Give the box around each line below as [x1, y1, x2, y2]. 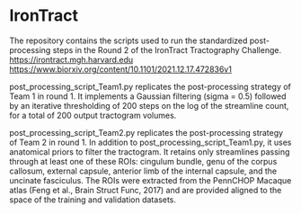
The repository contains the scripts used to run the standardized [9, 35, 248, 46]
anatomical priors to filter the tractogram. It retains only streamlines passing [9, 146, 290, 157]
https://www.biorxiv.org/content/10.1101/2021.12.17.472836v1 [9, 64, 232, 75]
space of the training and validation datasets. [9, 194, 177, 205]
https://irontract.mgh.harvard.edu [9, 54, 134, 65]
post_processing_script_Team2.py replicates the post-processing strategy [9, 127, 284, 138]
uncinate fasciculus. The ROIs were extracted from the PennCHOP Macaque [9, 174, 292, 185]
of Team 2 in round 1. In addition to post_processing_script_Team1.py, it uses [9, 137, 292, 147]
